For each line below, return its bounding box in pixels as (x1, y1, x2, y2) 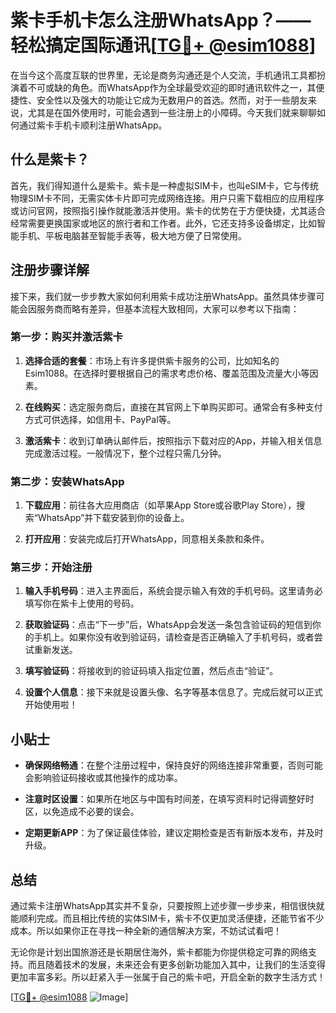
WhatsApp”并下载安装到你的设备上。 (37, 512, 190, 524)
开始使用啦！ (24, 699, 78, 711)
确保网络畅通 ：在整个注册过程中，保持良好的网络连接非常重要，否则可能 (24, 759, 323, 771)
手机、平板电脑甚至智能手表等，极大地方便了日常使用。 (18, 229, 247, 241)
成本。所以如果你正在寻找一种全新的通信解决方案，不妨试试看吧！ (10, 925, 282, 937)
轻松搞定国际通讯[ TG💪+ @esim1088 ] (10, 34, 317, 57)
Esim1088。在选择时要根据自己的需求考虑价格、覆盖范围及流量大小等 (24, 367, 310, 379)
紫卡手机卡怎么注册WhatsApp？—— (10, 9, 312, 32)
